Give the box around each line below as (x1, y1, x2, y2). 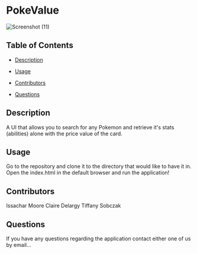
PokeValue (6, 4, 59, 17)
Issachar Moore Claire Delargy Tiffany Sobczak (6, 202, 121, 209)
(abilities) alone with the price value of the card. (6, 130, 122, 137)
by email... (6, 242, 31, 248)
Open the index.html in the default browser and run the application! (6, 169, 170, 176)
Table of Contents (6, 40, 74, 50)
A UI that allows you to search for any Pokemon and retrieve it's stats (6, 123, 175, 131)
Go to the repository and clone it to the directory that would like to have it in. (6, 163, 192, 170)
